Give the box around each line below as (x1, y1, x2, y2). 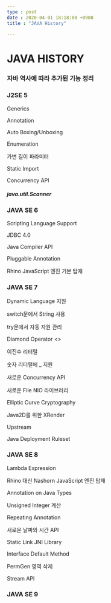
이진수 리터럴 (7, 348, 38, 355)
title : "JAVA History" (7, 20, 67, 26)
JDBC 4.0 (7, 231, 31, 239)
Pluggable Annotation (7, 255, 61, 262)
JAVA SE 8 (7, 451, 39, 459)
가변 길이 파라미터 (7, 152, 49, 160)
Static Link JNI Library (7, 538, 62, 545)
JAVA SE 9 (7, 590, 39, 598)
